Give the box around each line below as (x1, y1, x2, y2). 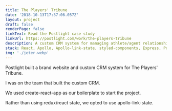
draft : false (5, 21, 33, 27)
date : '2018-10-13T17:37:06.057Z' (5, 12, 79, 17)
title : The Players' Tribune (5, 7, 68, 13)
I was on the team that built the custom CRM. (5, 80, 100, 86)
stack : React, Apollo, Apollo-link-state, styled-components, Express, (5, 46, 161, 51)
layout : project (5, 17, 40, 22)
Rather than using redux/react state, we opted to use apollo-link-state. (5, 99, 154, 105)
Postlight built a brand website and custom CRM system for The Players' (5, 64, 158, 71)
